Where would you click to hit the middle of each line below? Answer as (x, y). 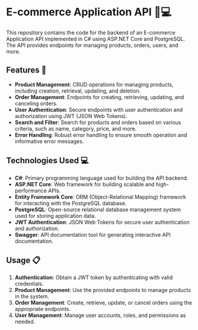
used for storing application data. (55, 215)
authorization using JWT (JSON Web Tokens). (71, 116)
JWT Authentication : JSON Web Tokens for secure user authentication (102, 222)
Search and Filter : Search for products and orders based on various (98, 122)
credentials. (29, 284)
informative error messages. (49, 141)
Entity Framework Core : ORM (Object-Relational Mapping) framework (100, 196)
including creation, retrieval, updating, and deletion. (78, 91)
